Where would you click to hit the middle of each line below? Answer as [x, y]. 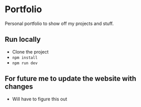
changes [19, 87]
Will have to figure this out [39, 99]
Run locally [23, 39]
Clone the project [30, 51]
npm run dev [25, 63]
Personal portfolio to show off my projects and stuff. [59, 23]
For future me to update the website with [70, 79]
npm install [25, 58]
